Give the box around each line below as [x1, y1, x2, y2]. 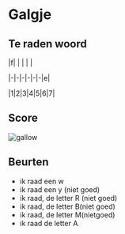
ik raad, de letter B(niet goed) [19, 202, 116, 211]
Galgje [8, 6, 52, 24]
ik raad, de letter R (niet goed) [19, 193, 118, 202]
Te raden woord [8, 37, 87, 51]
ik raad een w [19, 176, 65, 186]
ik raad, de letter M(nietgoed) [19, 209, 116, 219]
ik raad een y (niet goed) [19, 184, 100, 194]
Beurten [8, 156, 49, 169]
